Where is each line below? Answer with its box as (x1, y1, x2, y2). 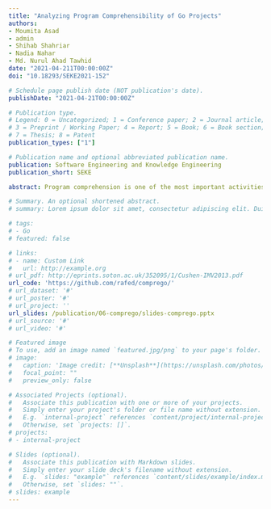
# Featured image (8, 339, 67, 347)
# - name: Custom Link (8, 256, 85, 265)
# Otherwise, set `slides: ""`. (8, 481, 125, 489)
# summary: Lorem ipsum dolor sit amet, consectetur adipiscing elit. (8, 205, 251, 213)
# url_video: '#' (8, 324, 67, 332)
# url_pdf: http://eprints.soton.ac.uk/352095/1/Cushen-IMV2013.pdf (8, 271, 244, 280)
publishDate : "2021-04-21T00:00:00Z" (8, 94, 135, 102)
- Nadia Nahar (8, 49, 56, 57)
